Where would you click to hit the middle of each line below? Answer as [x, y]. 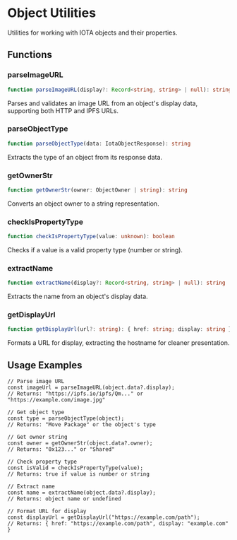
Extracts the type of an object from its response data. [85, 157]
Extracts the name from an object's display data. [78, 297]
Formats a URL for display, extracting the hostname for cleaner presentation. [119, 343]
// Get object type [36, 412]
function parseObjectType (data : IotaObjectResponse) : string [99, 143]
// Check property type [42, 462]
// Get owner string [38, 437]
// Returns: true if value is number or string [79, 474]
